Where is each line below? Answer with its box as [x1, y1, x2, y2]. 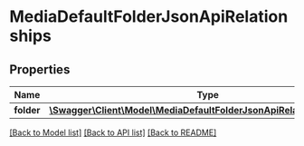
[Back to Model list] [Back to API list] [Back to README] [9, 127, 217, 138]
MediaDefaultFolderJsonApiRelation [9, 6, 289, 27]
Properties [9, 62, 71, 77]
